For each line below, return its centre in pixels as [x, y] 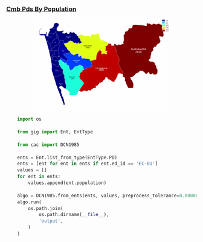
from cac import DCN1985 [48, 145]
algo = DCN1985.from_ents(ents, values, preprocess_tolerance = [98, 196]
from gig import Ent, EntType [55, 132]
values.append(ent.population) [67, 183]
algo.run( [30, 202]
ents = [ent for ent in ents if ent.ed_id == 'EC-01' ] [88, 164]
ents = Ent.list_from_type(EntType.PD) [67, 158]
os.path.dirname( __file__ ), [74, 215]
